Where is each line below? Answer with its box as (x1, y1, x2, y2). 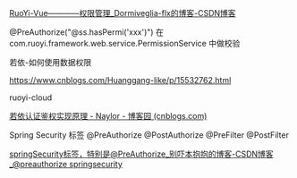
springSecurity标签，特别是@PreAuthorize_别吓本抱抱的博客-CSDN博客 (9, 148, 275, 159)
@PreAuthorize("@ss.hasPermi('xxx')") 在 (9, 27, 164, 38)
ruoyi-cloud (9, 92, 53, 103)
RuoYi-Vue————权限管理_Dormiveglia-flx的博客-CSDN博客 (9, 8, 236, 18)
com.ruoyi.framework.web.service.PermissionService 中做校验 (9, 38, 241, 48)
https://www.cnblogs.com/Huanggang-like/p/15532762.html (9, 75, 232, 85)
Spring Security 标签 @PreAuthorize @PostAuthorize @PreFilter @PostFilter (9, 130, 289, 140)
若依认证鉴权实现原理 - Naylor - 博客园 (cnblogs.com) (9, 111, 208, 121)
